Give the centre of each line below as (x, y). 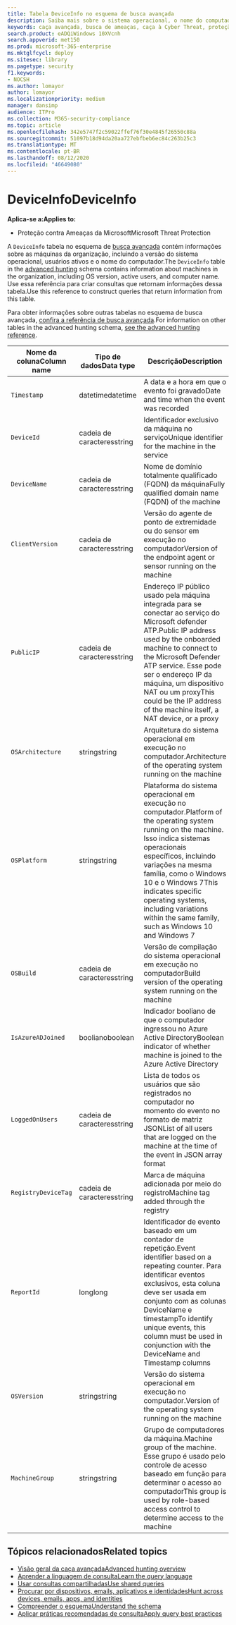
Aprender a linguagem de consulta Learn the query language (105, 1576)
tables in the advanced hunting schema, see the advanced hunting (104, 327)
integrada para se (173, 603)
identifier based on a (178, 1257)
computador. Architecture (185, 756)
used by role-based (176, 1500)
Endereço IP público (177, 586)
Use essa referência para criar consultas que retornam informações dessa (115, 283)
